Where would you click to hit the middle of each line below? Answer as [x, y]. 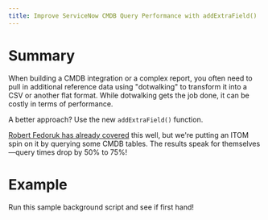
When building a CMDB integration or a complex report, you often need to [130, 78]
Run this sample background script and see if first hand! [101, 207]
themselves [241, 143]
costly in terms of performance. [61, 104]
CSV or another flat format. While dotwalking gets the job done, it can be [129, 95]
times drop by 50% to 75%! [82, 152]
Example [38, 184]
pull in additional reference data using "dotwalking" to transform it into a [128, 86]
